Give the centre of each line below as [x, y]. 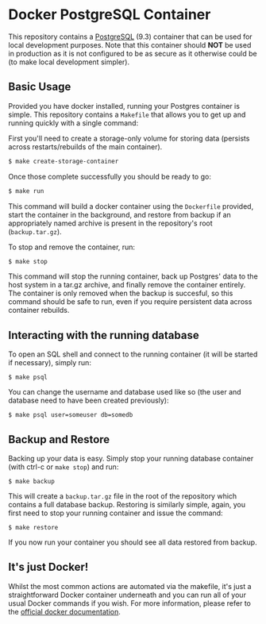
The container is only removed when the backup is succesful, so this [121, 293]
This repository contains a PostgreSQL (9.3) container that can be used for [130, 37]
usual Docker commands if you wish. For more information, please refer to [130, 603]
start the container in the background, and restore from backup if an [120, 214]
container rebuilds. [39, 310]
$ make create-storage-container [64, 161]
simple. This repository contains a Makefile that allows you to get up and [127, 114]
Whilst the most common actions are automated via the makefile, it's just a [130, 586]
